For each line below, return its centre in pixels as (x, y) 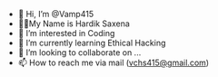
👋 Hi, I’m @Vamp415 (55, 14)
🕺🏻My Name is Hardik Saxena (74, 24)
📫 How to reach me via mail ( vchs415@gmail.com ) (114, 63)
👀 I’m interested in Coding (66, 33)
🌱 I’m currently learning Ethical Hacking (92, 43)
